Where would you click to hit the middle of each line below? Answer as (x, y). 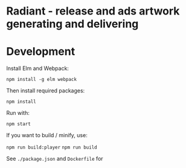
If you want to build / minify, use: (47, 135)
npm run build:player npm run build (52, 147)
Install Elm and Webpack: (38, 68)
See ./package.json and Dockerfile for (55, 159)
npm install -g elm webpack (42, 80)
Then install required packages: (46, 91)
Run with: (18, 113)
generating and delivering (72, 24)
